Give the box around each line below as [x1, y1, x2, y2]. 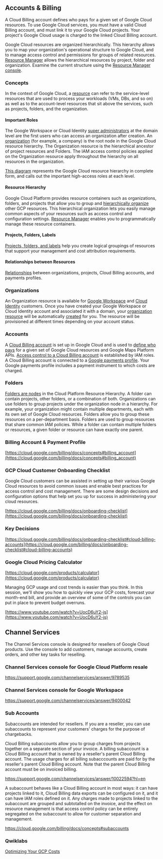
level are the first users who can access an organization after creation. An [5, 133, 153, 139]
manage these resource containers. [5, 221, 76, 227]
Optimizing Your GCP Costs [5, 848, 60, 854]
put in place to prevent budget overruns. [5, 600, 86, 605]
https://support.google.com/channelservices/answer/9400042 [5, 698, 131, 703]
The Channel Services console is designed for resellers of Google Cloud [5, 641, 149, 647]
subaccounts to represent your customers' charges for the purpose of [5, 726, 146, 732]
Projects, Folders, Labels [5, 232, 56, 238]
